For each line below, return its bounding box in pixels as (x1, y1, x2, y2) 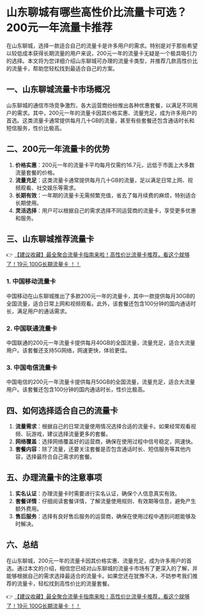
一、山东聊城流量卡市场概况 (6, 84, 110, 95)
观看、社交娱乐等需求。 (20, 184, 80, 191)
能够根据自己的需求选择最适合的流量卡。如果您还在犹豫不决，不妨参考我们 (6, 572, 192, 579)
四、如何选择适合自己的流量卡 (6, 405, 118, 416)
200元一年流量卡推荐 (6, 21, 113, 35)
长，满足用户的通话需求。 (6, 307, 70, 315)
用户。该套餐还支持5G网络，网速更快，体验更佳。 (6, 346, 131, 354)
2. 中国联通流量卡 (6, 324, 58, 332)
